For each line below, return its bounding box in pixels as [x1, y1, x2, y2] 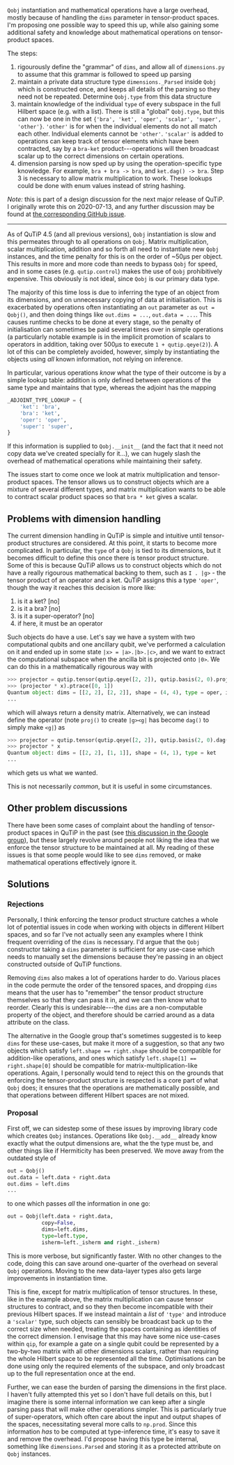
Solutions [7, 879, 50, 890]
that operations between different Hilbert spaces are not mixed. [7, 1090, 189, 1099]
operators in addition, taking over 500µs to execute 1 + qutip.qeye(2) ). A [7, 340, 219, 348]
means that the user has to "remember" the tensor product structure [7, 988, 204, 997]
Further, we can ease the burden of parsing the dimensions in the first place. [7, 1383, 227, 1391]
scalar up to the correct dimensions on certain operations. [17, 152, 185, 160]
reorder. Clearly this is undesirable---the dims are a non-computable [7, 1003, 203, 1011]
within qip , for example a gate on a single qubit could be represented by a [7, 1339, 219, 1348]
